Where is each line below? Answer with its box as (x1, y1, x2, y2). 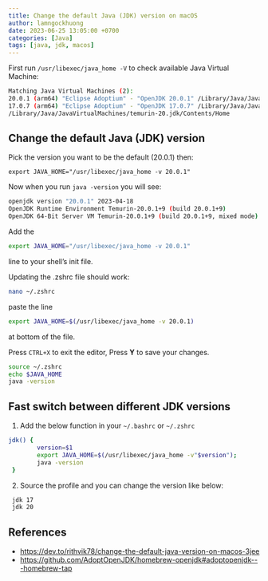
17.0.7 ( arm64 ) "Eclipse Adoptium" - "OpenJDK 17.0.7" (8, 101, 195, 110)
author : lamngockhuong (8, 19, 84, 27)
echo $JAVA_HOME (8, 370, 62, 378)
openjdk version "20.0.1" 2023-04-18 (8, 197, 134, 206)
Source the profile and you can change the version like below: (19, 480, 224, 490)
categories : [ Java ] (8, 34, 73, 42)
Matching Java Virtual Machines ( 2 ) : (8, 87, 134, 96)
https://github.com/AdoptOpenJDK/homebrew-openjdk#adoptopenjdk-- (19, 555, 258, 565)
